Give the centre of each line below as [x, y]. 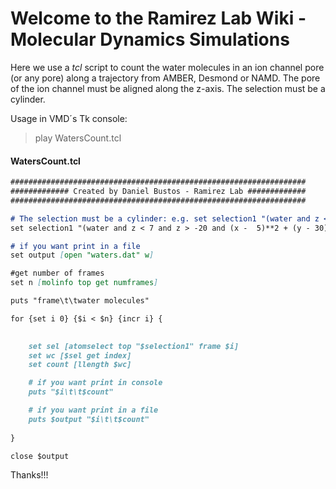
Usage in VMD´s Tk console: [69, 118]
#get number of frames [57, 273]
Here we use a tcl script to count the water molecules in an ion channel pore [167, 67]
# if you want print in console [95, 383]
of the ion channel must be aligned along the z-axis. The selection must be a [168, 88]
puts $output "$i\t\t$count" [89, 419]
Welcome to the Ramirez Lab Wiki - [158, 18]
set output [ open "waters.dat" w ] [82, 255]
